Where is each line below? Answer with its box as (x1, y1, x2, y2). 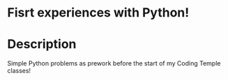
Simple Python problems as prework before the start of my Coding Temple (7, 59, 221, 68)
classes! (7, 67, 31, 75)
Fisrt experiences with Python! (7, 5, 190, 21)
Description (7, 37, 77, 52)
